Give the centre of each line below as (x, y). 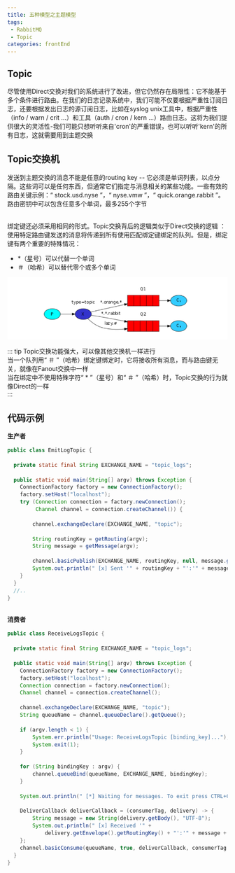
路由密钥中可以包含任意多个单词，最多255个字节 (77, 204)
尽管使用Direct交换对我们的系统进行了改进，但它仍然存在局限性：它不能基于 (117, 91)
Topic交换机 (34, 159)
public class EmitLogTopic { (50, 451)
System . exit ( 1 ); (56, 745)
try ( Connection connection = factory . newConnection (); (103, 502)
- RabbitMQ (26, 29)
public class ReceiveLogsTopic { (56, 634)
